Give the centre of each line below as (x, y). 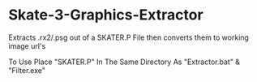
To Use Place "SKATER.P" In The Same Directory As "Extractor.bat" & (124, 62)
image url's (27, 45)
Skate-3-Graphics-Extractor (106, 15)
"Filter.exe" (27, 70)
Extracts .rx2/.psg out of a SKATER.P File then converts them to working (129, 37)
